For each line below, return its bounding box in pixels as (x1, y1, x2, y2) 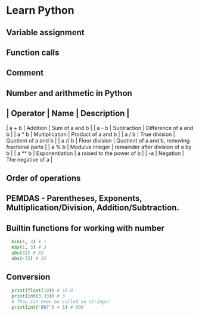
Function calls (6, 47, 60, 57)
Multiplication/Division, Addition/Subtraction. (6, 203, 180, 213)
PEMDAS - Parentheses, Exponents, (6, 193, 142, 203)
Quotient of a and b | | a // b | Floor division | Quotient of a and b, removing (6, 137, 190, 144)
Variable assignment (6, 27, 85, 38)
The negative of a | (6, 156, 52, 163)
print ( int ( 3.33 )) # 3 (11, 293, 66, 299)
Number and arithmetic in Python (6, 88, 132, 98)
